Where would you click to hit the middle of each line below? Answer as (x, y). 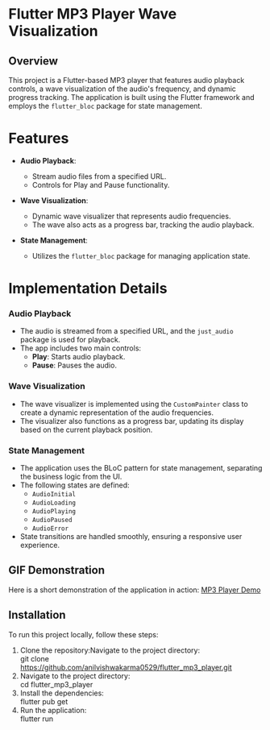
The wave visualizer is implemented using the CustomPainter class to (134, 404)
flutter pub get (44, 701)
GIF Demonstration (56, 570)
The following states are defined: (75, 485)
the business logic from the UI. (71, 477)
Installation (37, 615)
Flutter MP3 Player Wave (93, 14)
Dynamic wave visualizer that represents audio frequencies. (131, 216)
